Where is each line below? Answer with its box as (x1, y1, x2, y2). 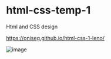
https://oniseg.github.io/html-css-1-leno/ (6, 34, 105, 41)
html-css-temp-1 (6, 4, 91, 17)
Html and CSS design (6, 23, 58, 30)
